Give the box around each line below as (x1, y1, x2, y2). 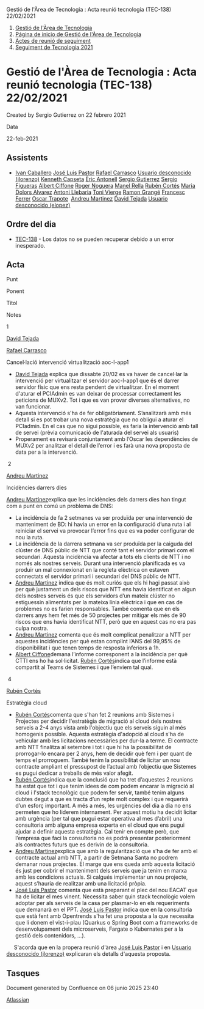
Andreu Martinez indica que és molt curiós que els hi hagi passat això (15, 579, 190, 586)
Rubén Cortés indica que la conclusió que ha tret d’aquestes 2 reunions (15, 776, 193, 783)
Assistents (6, 153, 48, 163)
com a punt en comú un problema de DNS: (6, 502, 114, 510)
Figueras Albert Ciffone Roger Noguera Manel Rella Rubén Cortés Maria (15, 182, 196, 189)
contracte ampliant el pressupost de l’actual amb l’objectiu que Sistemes (15, 763, 197, 771)
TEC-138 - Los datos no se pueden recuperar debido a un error (15, 235, 175, 243)
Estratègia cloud (6, 699, 47, 706)
